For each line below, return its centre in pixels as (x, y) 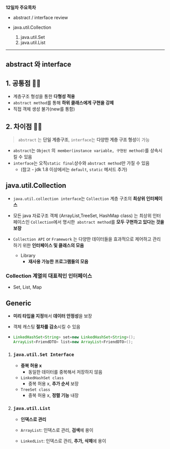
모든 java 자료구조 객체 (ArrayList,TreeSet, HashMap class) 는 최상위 (82, 215)
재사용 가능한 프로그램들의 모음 (58, 261)
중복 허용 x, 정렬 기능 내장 (53, 395)
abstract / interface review (41, 17)
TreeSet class (35, 390)
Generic (19, 303)
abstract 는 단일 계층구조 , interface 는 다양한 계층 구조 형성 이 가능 (84, 140)
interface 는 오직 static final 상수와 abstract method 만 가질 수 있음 (81, 163)
